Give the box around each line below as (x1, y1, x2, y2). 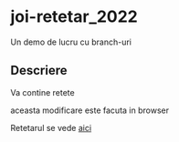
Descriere (10, 63, 68, 78)
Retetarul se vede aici (10, 122, 92, 133)
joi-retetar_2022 (10, 6, 138, 27)
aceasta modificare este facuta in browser (10, 105, 170, 116)
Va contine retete (10, 86, 76, 97)
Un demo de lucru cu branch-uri (10, 36, 132, 47)
